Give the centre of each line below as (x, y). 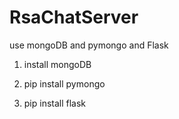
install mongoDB (57, 64)
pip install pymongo (64, 83)
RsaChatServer (74, 17)
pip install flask (55, 103)
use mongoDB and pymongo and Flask (89, 45)
